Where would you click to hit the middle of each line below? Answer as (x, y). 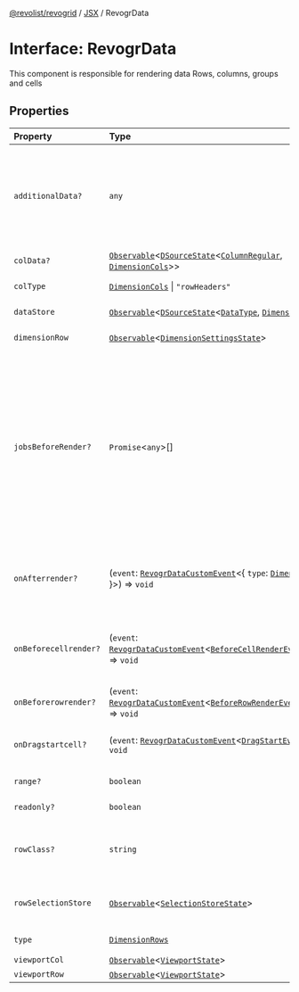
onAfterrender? (46, 578)
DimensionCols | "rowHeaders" (170, 286)
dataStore (34, 312)
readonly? (34, 807)
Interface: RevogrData (93, 49)
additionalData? (48, 196)
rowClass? (34, 849)
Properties (39, 111)
